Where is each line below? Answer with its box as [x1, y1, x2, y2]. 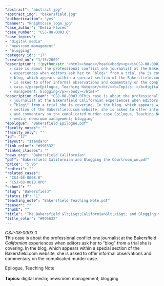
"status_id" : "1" [5, 194, 41, 198]
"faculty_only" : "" [5, 130, 45, 135]
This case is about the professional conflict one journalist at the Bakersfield [5, 235, 157, 241]
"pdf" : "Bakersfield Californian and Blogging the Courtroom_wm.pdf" [5, 157, 150, 162]
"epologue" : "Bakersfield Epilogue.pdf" [5, 121, 89, 126]
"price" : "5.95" [5, 162, 38, 167]
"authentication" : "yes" [5, 16, 56, 21]
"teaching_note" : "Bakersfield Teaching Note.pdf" [5, 198, 110, 203]
